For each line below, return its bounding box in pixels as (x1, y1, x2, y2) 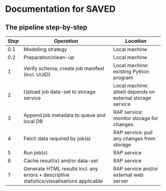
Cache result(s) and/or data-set (23, 158, 98, 164)
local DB (23, 118, 43, 125)
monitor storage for (113, 115, 158, 122)
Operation (53, 38, 78, 44)
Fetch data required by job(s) (23, 135, 91, 142)
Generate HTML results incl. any (23, 165, 98, 172)
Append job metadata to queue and (23, 112, 106, 119)
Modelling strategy (23, 46, 67, 53)
